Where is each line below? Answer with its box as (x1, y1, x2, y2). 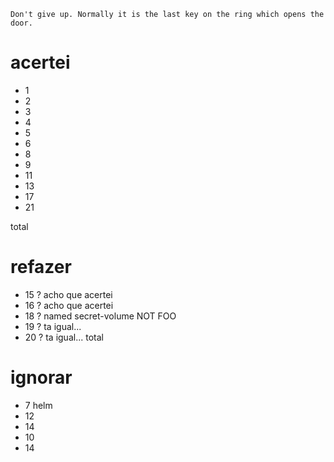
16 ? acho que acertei (24, 299, 114, 311)
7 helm (24, 399, 53, 411)
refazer (10, 256, 72, 279)
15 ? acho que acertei (24, 288, 113, 300)
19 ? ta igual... (24, 320, 82, 332)
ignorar (10, 366, 73, 389)
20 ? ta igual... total (24, 331, 104, 343)
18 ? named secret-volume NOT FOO (24, 310, 177, 322)
